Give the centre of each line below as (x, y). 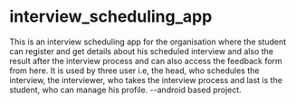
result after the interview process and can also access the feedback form (146, 61)
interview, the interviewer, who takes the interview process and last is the (146, 80)
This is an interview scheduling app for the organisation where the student (148, 42)
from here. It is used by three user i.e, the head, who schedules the (134, 71)
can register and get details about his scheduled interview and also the (142, 51)
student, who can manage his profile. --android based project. (125, 90)
